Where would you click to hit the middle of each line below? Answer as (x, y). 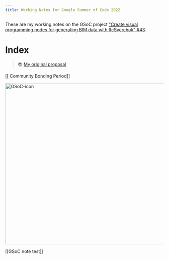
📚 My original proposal (42, 64)
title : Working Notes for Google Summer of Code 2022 (63, 10)
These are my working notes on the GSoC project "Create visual (72, 24)
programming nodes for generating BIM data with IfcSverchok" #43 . (76, 29)
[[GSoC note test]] (24, 251)
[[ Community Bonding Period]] (38, 76)
